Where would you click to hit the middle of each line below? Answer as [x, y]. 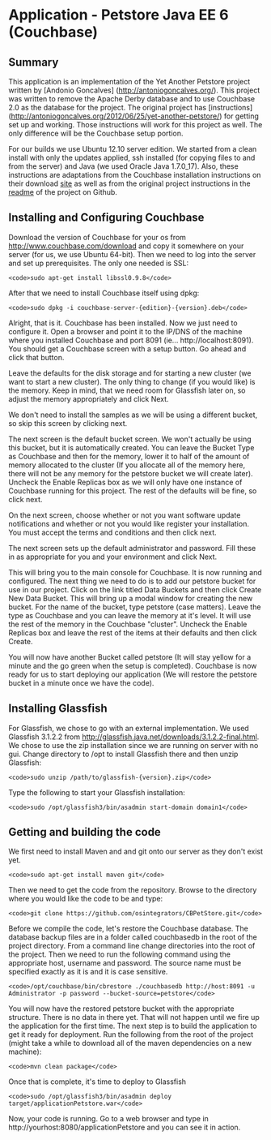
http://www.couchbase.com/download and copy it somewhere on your [126, 246]
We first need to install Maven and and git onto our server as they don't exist [136, 852]
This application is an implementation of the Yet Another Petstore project [129, 82]
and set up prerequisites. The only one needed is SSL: [99, 263]
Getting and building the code [85, 832]
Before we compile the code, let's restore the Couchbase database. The [129, 929]
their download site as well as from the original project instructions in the [129, 183]
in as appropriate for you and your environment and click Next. [113, 557]
